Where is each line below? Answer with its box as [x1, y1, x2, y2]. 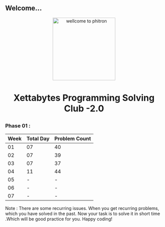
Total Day [26, 135, 50, 142]
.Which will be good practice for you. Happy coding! [5, 216, 112, 222]
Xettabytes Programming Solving [13, 92, 155, 103]
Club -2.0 [64, 103, 104, 114]
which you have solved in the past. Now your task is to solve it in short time [5, 210, 160, 217]
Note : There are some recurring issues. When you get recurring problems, [5, 205, 159, 211]
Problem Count [54, 135, 91, 142]
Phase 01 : [5, 122, 31, 129]
